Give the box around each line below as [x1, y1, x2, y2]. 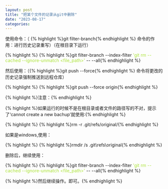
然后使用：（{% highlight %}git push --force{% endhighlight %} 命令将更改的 [5, 68, 163, 74]
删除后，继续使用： [5, 152, 45, 158]
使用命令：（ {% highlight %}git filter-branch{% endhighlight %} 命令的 [5, 36, 150, 42]
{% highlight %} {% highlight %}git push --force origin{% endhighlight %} [5, 84, 158, 90]
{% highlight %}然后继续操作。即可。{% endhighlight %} [5, 178, 123, 184]
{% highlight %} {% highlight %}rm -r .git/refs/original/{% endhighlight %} [5, 122, 159, 128]
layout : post [5, 7, 33, 13]
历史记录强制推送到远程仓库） [5, 74, 67, 80]
